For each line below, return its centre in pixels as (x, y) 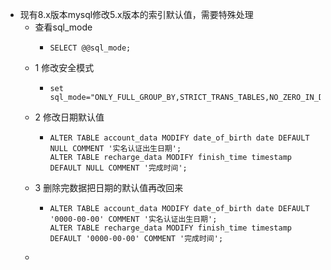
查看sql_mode (63, 27)
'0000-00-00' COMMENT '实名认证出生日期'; (133, 219)
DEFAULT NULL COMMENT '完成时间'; (118, 168)
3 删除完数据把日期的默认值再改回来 (109, 187)
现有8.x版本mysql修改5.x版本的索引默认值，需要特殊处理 (136, 14)
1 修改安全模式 (64, 67)
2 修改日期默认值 (69, 117)
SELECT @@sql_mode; (90, 48)
